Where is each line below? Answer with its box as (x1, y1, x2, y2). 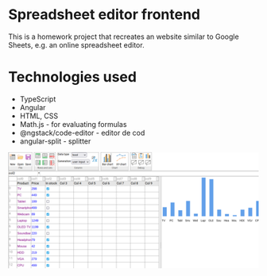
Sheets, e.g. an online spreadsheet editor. (8, 40, 145, 49)
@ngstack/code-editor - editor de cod (19, 128, 145, 137)
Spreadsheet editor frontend (8, 6, 201, 24)
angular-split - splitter (19, 136, 91, 146)
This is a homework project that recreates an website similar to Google (8, 32, 240, 41)
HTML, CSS (19, 111, 58, 121)
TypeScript (19, 94, 56, 104)
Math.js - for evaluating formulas (19, 119, 127, 128)
